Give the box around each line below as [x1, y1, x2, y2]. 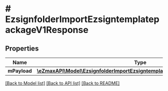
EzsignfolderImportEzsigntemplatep [5, 13, 159, 25]
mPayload [7, 67, 32, 74]
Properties [5, 44, 39, 52]
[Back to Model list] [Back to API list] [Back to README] [5, 80, 120, 86]
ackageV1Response [5, 24, 88, 35]
